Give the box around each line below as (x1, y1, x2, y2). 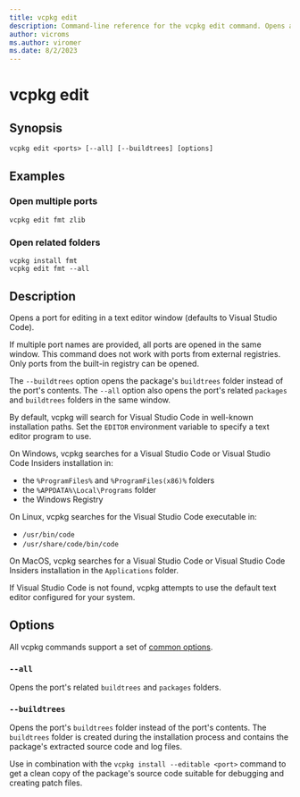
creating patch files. (9, 777, 83, 788)
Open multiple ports (9, 195, 98, 208)
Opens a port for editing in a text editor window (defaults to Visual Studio (9, 312, 278, 323)
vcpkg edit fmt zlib (9, 216, 87, 225)
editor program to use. (9, 430, 92, 441)
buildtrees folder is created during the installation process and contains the (9, 732, 288, 742)
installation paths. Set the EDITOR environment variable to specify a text (9, 421, 270, 432)
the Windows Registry (21, 494, 104, 504)
